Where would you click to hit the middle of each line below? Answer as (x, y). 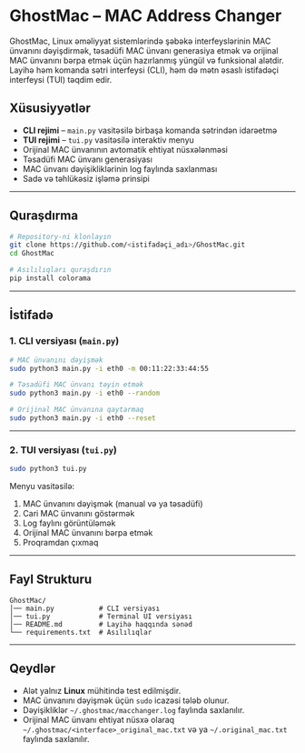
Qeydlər (33, 669)
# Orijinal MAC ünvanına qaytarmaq (77, 410)
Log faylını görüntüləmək (69, 523)
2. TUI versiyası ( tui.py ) (64, 449)
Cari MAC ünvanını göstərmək (79, 514)
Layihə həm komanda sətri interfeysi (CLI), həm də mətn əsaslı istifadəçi (144, 70)
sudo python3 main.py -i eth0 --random (85, 393)
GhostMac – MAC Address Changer (146, 16)
